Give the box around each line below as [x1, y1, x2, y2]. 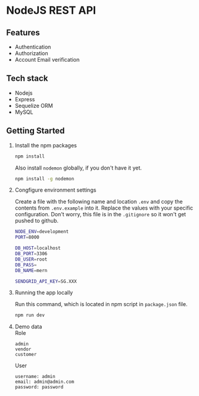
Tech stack [6, 73, 48, 84]
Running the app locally [14, 289, 74, 297]
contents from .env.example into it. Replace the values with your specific [14, 204, 194, 211]
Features [6, 28, 40, 38]
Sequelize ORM [14, 102, 53, 109]
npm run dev [14, 312, 45, 318]
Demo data [14, 323, 42, 330]
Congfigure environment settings [14, 186, 97, 194]
